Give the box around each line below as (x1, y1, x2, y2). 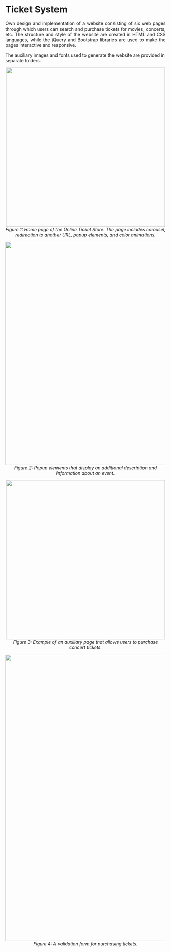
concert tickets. (69, 644, 102, 650)
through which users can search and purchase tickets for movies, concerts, (5, 25, 166, 32)
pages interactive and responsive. (5, 42, 76, 48)
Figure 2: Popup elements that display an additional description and (14, 465, 157, 471)
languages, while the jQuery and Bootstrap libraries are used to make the (5, 37, 166, 43)
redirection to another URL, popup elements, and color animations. (15, 232, 156, 238)
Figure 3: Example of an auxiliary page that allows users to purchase (13, 639, 158, 645)
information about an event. (56, 470, 115, 476)
